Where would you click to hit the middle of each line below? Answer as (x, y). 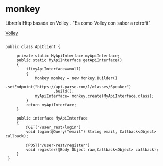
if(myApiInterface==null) (53, 69)
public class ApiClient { (33, 46)
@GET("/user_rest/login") (53, 127)
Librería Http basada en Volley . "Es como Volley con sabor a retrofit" (78, 23)
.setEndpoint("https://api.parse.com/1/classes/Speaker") (68, 87)
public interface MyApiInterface (52, 118)
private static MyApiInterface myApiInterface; (68, 56)
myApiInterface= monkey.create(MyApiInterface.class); (95, 96)
